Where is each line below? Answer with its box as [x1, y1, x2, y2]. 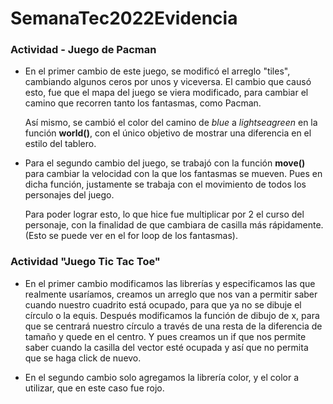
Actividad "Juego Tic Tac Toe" [10, 255, 161, 269]
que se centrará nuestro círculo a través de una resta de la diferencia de [24, 320, 323, 332]
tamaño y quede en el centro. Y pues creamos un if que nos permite [24, 330, 307, 342]
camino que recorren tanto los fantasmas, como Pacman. [24, 97, 262, 109]
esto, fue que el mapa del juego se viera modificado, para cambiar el [24, 87, 309, 99]
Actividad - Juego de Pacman [10, 43, 157, 57]
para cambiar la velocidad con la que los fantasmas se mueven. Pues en [24, 168, 323, 180]
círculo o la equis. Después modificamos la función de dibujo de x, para [24, 309, 320, 321]
